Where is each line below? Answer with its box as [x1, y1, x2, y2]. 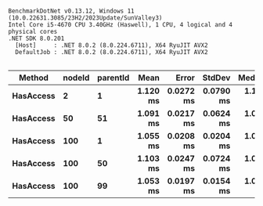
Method [18, 72, 49, 83]
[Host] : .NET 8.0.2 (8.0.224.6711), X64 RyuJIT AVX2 [15, 42, 209, 49]
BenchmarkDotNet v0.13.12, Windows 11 [8, 7, 135, 15]
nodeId [63, 72, 90, 83]
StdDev [202, 72, 231, 83]
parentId [97, 72, 130, 83]
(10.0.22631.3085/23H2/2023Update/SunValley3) [8, 14, 163, 22]
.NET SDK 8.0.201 [8, 34, 65, 42]
